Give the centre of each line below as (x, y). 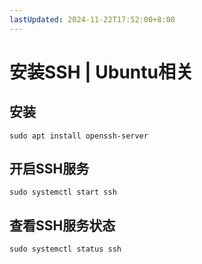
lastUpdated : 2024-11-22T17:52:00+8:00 (92, 19)
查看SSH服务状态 (62, 225)
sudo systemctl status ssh (65, 249)
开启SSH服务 (49, 169)
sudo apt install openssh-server (79, 136)
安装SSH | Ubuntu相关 (101, 72)
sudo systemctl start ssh (63, 192)
